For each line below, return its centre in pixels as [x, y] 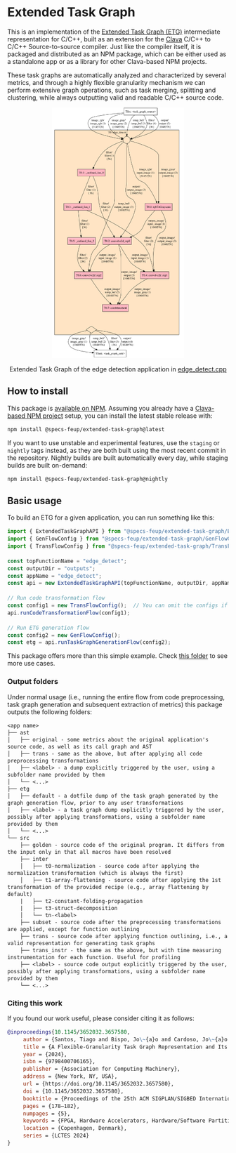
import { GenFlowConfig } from [53, 539]
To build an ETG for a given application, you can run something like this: [111, 518]
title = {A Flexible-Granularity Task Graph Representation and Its [125, 1047]
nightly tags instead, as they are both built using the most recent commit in [117, 450]
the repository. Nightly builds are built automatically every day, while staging [118, 458]
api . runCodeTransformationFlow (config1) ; [69, 613]
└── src [19, 838]
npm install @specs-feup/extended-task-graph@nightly [88, 479]
